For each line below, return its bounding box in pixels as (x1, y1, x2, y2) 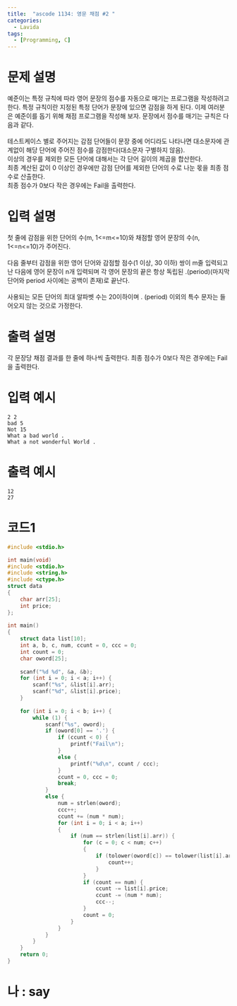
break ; (57, 780, 78, 787)
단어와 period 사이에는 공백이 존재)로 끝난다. (7, 277, 130, 284)
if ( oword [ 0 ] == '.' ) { (44, 727, 115, 734)
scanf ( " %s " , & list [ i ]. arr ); (32, 681, 115, 688)
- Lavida (13, 23, 39, 30)
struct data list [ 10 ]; (20, 635, 87, 642)
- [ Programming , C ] (13, 37, 71, 44)
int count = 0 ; (20, 648, 65, 655)
